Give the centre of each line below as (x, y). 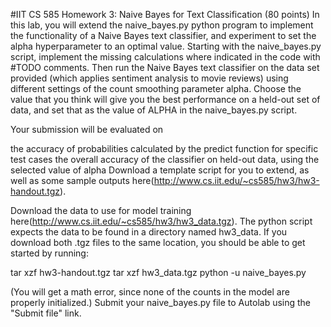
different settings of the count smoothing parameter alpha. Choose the (156, 88)
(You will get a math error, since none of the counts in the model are (150, 292)
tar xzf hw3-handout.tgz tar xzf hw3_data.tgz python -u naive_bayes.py (158, 272)
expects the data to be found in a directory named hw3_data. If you (149, 232)
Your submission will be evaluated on (87, 129)
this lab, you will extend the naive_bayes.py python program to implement (162, 25)
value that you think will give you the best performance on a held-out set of (165, 99)
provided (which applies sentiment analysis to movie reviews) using (149, 78)
